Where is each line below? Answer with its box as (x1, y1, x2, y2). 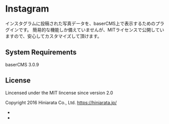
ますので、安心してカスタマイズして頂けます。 (5, 33, 102, 39)
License (5, 76, 31, 85)
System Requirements (5, 48, 77, 57)
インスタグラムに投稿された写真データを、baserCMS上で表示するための (5, 20, 156, 26)
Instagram (5, 3, 50, 15)
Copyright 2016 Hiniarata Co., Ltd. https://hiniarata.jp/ (5, 99, 117, 105)
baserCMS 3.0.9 (5, 61, 39, 67)
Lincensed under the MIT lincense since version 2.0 (5, 90, 113, 96)
